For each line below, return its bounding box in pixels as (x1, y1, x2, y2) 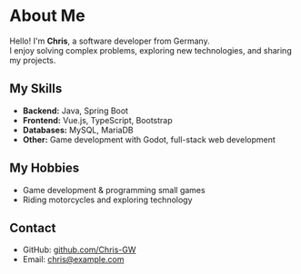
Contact (9, 220, 56, 236)
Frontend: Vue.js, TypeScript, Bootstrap (22, 114, 173, 125)
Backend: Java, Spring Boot (22, 105, 129, 116)
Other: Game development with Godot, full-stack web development (22, 133, 276, 145)
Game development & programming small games (22, 184, 206, 195)
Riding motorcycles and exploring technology (22, 194, 193, 205)
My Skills (9, 81, 63, 96)
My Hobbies (9, 161, 80, 176)
